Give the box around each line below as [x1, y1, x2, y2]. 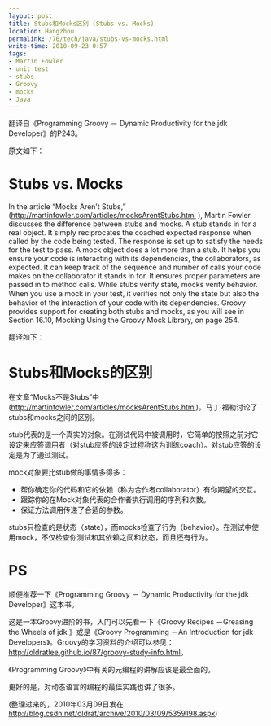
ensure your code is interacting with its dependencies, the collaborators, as [8, 254, 261, 264]
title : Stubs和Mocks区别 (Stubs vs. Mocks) [8, 20, 155, 28]
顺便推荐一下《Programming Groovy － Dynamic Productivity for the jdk [8, 589, 250, 599]
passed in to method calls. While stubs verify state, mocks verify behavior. [8, 280, 258, 290]
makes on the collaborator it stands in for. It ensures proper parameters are [8, 271, 260, 281]
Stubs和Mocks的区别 [8, 364, 153, 383]
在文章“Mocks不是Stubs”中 [8, 392, 100, 402]
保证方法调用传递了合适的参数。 [20, 505, 128, 515]
